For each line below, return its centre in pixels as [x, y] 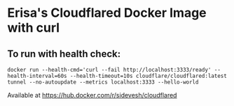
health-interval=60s [37, 76]
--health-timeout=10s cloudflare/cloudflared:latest [149, 76]
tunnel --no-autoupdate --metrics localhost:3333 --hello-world [103, 82]
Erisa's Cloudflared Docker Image [107, 13]
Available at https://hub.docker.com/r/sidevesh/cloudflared [92, 95]
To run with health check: [64, 54]
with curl [34, 28]
